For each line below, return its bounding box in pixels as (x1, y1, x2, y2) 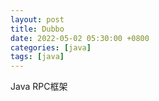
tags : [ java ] (10, 52, 65, 62)
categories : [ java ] (10, 42, 92, 53)
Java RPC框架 (10, 81, 68, 93)
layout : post (10, 14, 65, 25)
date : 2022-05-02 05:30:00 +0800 (10, 33, 150, 43)
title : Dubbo (10, 24, 65, 34)
